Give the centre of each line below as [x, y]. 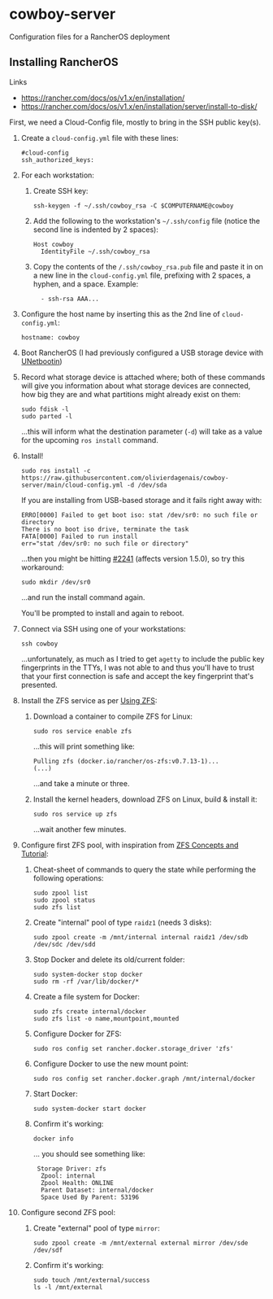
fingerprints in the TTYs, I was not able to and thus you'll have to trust [138, 667]
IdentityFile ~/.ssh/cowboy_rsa [95, 251]
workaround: [42, 567]
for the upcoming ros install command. [90, 440]
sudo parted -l [47, 416]
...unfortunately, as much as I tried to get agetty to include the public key [143, 658]
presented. [39, 684]
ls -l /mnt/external [68, 1287]
